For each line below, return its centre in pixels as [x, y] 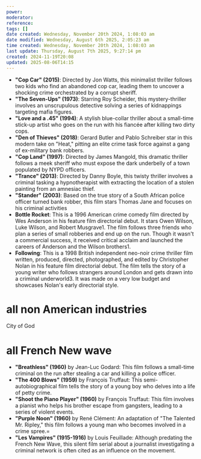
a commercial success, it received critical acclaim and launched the [99, 240]
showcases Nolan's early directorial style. [67, 285]
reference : [20, 23]
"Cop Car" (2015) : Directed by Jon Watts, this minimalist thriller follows [104, 80]
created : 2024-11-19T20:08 [40, 57]
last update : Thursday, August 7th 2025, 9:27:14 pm [74, 51]
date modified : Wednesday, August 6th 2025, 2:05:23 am [78, 40]
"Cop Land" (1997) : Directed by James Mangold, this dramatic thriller [101, 156]
